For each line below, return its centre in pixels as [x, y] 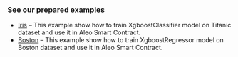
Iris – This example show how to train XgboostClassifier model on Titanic [124, 25]
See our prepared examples [56, 10]
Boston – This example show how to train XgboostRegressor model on [121, 40]
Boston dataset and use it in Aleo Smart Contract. [90, 48]
